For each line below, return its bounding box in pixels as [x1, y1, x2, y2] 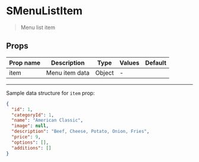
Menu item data [46, 68, 90, 77]
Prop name [9, 58, 41, 66]
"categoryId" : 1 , [11, 112, 54, 118]
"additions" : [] [11, 145, 52, 151]
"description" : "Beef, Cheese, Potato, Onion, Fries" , [11, 129, 150, 135]
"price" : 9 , [11, 134, 41, 140]
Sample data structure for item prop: [6, 89, 95, 96]
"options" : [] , [11, 139, 49, 145]
